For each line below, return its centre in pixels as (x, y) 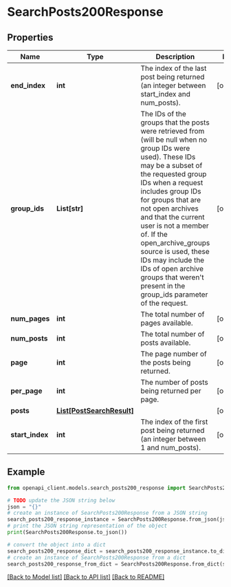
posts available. (166, 343)
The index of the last (174, 68)
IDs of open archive (172, 269)
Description (175, 57)
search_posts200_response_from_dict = (63, 564)
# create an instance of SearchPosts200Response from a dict (97, 557)
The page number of (174, 354)
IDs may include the (173, 260)
